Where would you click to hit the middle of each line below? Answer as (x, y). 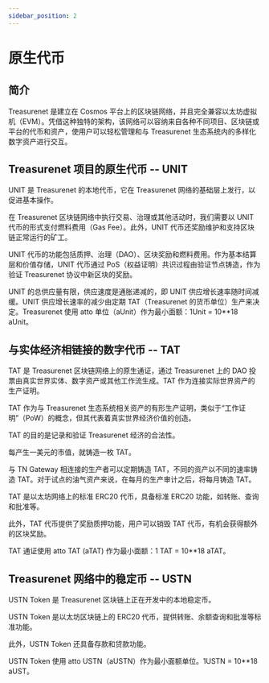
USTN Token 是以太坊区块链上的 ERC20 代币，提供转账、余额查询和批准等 (131, 617)
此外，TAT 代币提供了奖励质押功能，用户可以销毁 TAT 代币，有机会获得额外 (133, 524)
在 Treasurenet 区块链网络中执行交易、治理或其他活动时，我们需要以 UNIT (131, 217)
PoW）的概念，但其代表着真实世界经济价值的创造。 (110, 418)
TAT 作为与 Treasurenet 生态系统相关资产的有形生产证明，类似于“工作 (124, 408)
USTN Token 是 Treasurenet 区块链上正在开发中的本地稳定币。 (112, 600)
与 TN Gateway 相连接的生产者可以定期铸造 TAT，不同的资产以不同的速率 (130, 470)
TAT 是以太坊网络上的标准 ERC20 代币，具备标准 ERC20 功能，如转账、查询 (134, 497)
